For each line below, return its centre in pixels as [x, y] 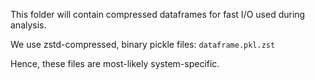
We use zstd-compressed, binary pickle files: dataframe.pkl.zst [143, 44]
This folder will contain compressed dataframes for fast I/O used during [158, 14]
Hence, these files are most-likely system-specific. [115, 63]
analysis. [28, 25]
